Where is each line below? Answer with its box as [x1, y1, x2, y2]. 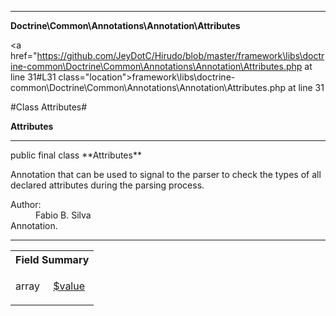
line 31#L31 [10, 71, 57, 83]
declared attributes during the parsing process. [10, 179, 205, 191]
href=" [10, 50, 38, 61]
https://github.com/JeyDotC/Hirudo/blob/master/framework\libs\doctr [36, 50, 325, 61]
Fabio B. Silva [35, 209, 92, 221]
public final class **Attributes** [10, 149, 142, 161]
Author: [10, 199, 42, 210]
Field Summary [15, 253, 90, 266]
